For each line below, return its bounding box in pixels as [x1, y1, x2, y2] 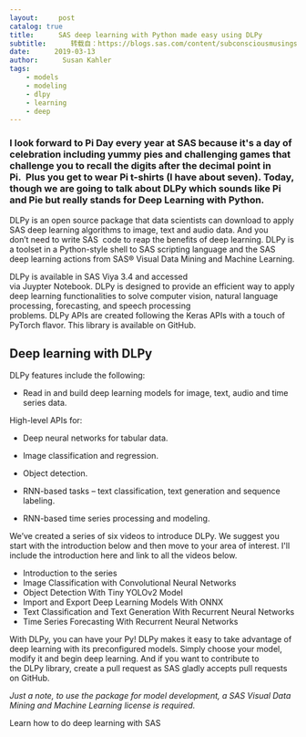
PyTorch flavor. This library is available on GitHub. [9, 319, 197, 330]
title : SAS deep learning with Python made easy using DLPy [9, 30, 262, 39]
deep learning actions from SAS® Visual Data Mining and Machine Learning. [9, 253, 295, 265]
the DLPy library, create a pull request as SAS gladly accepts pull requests [9, 663, 288, 674]
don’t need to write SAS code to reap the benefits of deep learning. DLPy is [9, 234, 294, 244]
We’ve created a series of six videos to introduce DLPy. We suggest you [9, 531, 280, 542]
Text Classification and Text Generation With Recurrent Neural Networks [22, 607, 295, 618]
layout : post [9, 13, 76, 23]
